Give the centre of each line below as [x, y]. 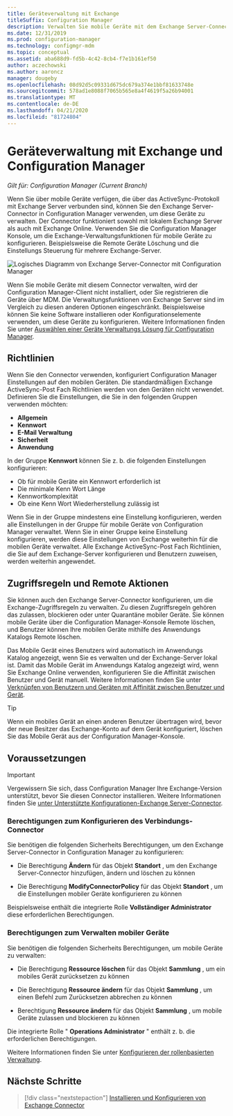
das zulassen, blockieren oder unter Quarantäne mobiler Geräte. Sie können [115, 615]
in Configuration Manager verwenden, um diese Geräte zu [122, 213]
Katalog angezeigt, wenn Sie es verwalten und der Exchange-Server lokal [112, 658]
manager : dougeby [32, 78]
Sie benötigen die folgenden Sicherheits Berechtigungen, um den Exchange [115, 845]
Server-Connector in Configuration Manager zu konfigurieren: [96, 852]
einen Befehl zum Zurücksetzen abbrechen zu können [94, 997]
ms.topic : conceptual [38, 53]
